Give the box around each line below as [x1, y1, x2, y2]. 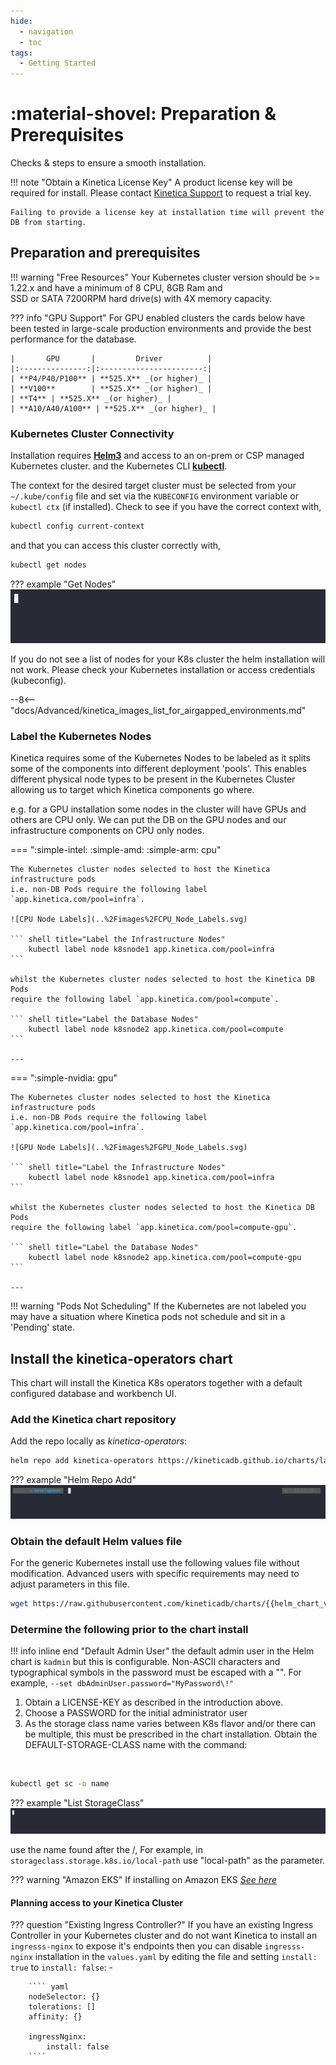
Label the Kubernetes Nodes [10, 729, 152, 743]
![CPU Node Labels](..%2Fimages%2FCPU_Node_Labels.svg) [10, 915, 248, 925]
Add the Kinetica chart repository [10, 1413, 177, 1427]
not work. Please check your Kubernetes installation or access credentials [10, 663, 316, 675]
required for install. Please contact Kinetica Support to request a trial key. [10, 187, 312, 199]
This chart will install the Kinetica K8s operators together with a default [10, 1377, 303, 1389]
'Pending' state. [10, 1321, 75, 1334]
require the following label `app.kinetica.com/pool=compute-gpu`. [10, 1223, 298, 1233]
